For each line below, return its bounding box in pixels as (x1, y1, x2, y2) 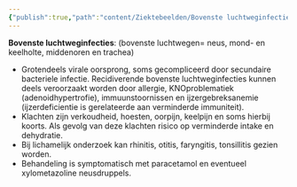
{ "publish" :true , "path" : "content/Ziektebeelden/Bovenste (8, 12, 223, 22)
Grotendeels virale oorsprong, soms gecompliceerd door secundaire (20, 64, 272, 74)
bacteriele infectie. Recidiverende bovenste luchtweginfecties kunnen (20, 73, 277, 84)
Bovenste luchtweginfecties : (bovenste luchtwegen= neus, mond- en (8, 37, 265, 48)
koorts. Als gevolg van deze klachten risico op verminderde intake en (20, 121, 274, 131)
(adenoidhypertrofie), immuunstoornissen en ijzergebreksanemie (20, 92, 259, 103)
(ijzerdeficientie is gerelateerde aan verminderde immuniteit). (20, 101, 245, 112)
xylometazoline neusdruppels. (20, 168, 132, 178)
